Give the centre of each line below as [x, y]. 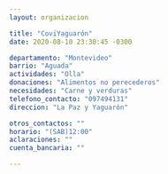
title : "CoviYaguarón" [51, 33]
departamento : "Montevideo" [61, 58]
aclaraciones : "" [41, 140]
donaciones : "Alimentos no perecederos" [85, 83]
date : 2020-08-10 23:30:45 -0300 [71, 42]
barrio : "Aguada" [41, 66]
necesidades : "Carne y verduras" [71, 91]
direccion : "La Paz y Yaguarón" [69, 107]
